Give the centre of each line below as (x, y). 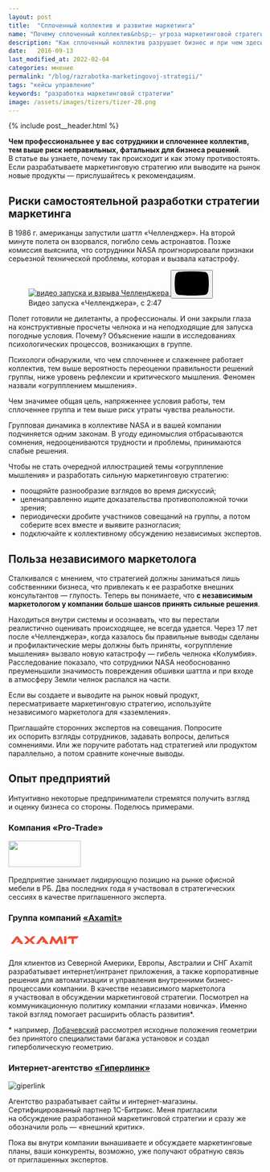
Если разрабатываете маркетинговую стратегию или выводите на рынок (135, 167)
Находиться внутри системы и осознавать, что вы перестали (114, 619)
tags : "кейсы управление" (51, 85)
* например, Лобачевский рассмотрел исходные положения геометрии (133, 1030)
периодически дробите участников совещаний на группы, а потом (135, 516)
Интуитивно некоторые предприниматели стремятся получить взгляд (129, 798)
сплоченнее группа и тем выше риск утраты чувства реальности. (122, 410)
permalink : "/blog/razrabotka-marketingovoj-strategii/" (106, 77)
